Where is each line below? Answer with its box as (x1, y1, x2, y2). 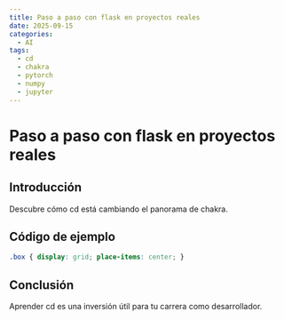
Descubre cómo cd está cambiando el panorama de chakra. (9, 204, 228, 214)
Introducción (9, 180, 83, 196)
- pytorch (17, 71, 53, 80)
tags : (9, 46, 29, 55)
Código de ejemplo (9, 228, 115, 244)
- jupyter (17, 87, 53, 96)
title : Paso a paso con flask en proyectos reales (9, 12, 201, 22)
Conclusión (9, 277, 75, 292)
